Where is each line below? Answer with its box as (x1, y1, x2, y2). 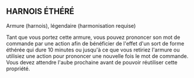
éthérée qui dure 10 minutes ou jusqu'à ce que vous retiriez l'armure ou (6, 46, 180, 53)
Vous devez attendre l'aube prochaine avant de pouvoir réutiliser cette (6, 58, 177, 66)
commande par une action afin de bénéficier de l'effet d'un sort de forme (6, 40, 185, 47)
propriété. (6, 65, 31, 72)
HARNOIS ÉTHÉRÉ (6, 6, 75, 17)
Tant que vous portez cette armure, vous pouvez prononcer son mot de (6, 34, 180, 41)
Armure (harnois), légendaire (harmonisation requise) (6, 22, 136, 29)
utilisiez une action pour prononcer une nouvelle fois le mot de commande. (6, 52, 189, 60)
